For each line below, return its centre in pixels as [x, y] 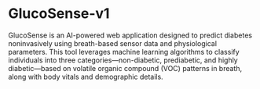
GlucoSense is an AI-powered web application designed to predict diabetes [130, 35]
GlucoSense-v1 [59, 14]
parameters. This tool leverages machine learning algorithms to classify [124, 52]
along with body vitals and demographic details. [86, 77]
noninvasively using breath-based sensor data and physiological [113, 43]
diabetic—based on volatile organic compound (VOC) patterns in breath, [125, 68]
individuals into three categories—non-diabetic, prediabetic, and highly [123, 60]
